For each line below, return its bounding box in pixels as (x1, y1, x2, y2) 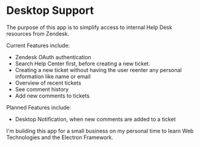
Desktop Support (6, 4, 94, 18)
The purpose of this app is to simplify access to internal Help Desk (6, 24, 173, 31)
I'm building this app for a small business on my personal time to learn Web (6, 127, 194, 134)
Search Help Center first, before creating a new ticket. (15, 60, 150, 67)
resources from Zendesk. (6, 30, 70, 37)
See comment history (15, 85, 69, 93)
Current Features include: (6, 42, 70, 49)
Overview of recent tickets (15, 79, 82, 87)
